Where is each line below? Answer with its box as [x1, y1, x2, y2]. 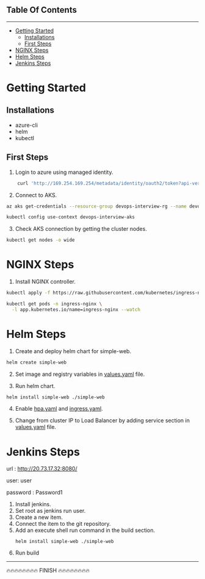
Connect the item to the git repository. [15, 520, 111, 528]
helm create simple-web [6, 359, 67, 365]
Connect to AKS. [15, 191, 57, 198]
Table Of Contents [6, 5, 77, 15]
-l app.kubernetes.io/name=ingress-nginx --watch [12, 306, 140, 313]
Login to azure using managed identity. [15, 168, 113, 176]
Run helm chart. [15, 382, 56, 389]
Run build [15, 549, 40, 556]
